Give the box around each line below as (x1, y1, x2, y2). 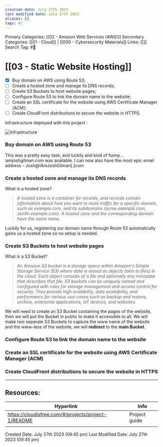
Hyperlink (54, 403, 78, 410)
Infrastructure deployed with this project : (5, 120, 88, 125)
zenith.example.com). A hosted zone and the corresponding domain (16, 211, 154, 217)
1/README (7, 417, 33, 424)
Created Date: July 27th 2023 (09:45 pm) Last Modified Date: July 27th (5, 431, 148, 437)
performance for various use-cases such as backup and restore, (16, 294, 147, 300)
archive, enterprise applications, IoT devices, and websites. (16, 299, 137, 305)
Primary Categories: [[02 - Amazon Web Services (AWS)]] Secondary (5, 34, 144, 40)
